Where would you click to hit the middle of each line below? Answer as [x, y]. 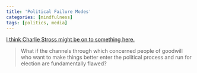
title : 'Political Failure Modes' [49, 12]
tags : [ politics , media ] [37, 23]
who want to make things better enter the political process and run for [106, 58]
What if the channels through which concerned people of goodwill [101, 51]
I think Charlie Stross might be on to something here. [71, 40]
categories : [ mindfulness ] [39, 17]
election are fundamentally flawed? [63, 64]
